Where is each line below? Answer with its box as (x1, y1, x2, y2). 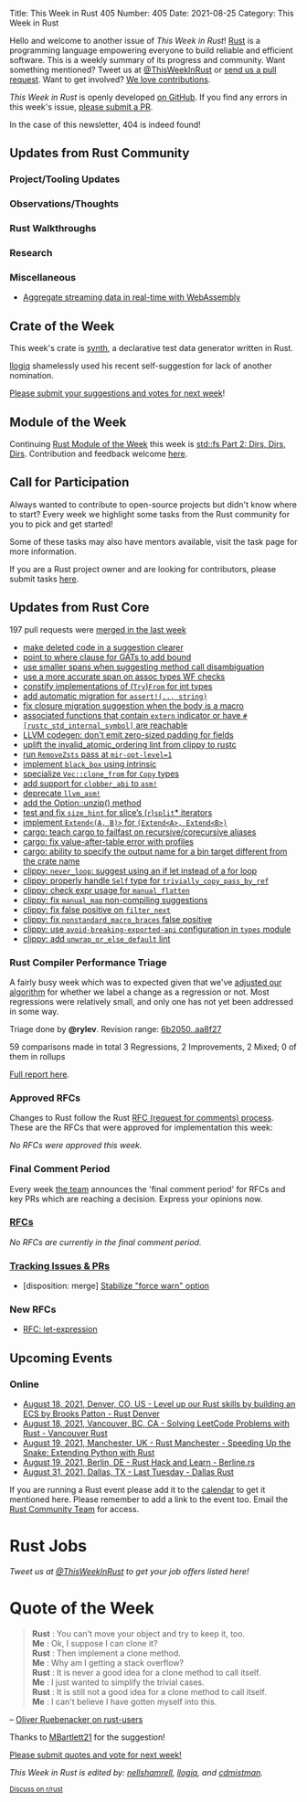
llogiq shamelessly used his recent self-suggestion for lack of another (9, 360, 272, 371)
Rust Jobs (9, 1536, 88, 1557)
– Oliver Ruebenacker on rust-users (9, 1713, 143, 1724)
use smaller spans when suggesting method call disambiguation (22, 661, 265, 672)
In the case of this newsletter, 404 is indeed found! (9, 119, 201, 130)
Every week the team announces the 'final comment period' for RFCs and (9, 1183, 286, 1194)
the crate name (22, 855, 80, 867)
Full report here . (9, 1069, 70, 1080)
